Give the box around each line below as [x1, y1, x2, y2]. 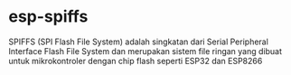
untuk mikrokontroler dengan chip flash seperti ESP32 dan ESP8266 [8, 55, 263, 66]
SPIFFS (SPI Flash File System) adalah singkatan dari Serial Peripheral [8, 36, 268, 47]
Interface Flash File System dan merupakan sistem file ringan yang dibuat [8, 45, 282, 56]
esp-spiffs [8, 6, 89, 27]
